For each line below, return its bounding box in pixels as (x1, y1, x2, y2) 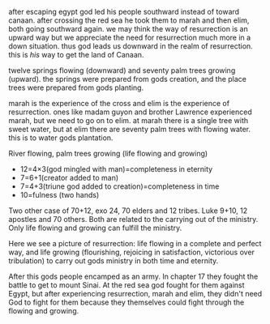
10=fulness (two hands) (19, 190, 100, 199)
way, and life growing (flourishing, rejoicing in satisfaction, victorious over (8, 247, 255, 257)
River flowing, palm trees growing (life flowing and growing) (8, 149, 208, 158)
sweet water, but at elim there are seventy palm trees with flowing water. (8, 125, 251, 134)
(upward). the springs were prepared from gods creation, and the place (8, 75, 247, 83)
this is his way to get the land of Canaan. (8, 50, 144, 59)
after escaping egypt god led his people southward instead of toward (8, 7, 240, 16)
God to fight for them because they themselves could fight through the (8, 297, 245, 307)
